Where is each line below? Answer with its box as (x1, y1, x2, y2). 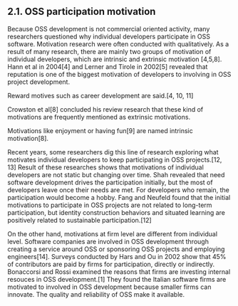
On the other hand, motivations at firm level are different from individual (7, 229, 218, 238)
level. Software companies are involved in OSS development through (7, 237, 209, 246)
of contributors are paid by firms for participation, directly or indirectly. (7, 260, 215, 268)
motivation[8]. (7, 134, 48, 142)
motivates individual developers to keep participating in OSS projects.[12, (7, 155, 222, 164)
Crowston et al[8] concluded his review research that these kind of (7, 105, 204, 113)
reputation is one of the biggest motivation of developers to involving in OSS (7, 70, 232, 78)
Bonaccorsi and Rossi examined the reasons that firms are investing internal (7, 267, 231, 276)
